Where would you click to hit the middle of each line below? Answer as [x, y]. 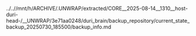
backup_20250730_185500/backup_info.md [59, 27]
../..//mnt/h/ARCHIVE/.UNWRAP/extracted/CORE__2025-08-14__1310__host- [97, 8]
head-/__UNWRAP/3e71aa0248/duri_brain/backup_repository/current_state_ [98, 21]
